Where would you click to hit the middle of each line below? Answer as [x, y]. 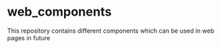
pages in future [29, 37]
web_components [60, 12]
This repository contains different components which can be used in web [111, 31]
